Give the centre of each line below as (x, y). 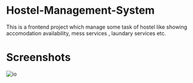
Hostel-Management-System (81, 10)
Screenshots (39, 58)
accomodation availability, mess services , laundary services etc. (86, 33)
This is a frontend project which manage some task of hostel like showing (97, 27)
